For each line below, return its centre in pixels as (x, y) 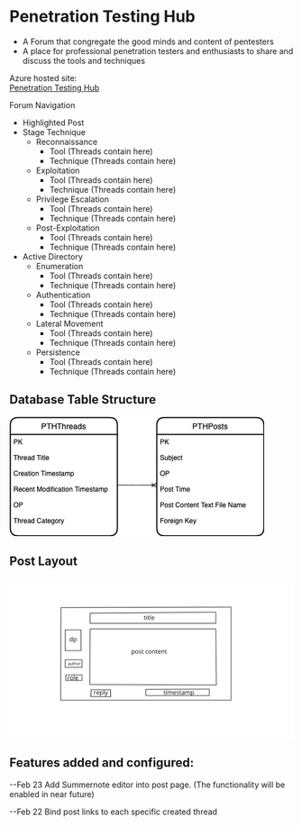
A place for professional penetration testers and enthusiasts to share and (158, 50)
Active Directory (53, 256)
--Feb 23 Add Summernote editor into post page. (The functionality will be (147, 785)
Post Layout (44, 562)
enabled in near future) (52, 794)
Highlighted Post (53, 123)
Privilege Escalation (73, 199)
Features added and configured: (102, 763)
